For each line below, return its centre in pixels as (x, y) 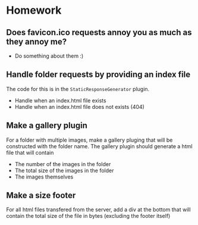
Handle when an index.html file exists (60, 100)
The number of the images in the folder (63, 164)
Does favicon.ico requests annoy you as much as (99, 32)
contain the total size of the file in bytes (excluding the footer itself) (88, 216)
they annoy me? (37, 41)
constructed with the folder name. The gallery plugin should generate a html (99, 146)
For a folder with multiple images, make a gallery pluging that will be (89, 140)
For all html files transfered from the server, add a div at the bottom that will (99, 210)
